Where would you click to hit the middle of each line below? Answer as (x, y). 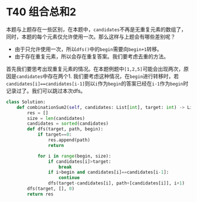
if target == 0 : (55, 135)
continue (69, 178)
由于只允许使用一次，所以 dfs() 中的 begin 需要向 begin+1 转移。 (88, 49)
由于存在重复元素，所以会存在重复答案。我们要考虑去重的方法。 (91, 56)
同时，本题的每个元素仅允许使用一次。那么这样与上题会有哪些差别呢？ (91, 36)
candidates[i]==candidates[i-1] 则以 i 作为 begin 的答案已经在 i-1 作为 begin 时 (97, 83)
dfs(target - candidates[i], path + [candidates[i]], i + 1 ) (116, 183)
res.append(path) (69, 140)
